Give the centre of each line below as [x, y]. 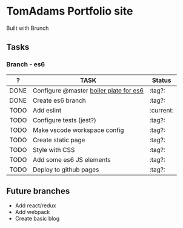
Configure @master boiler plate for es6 [88, 91]
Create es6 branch [59, 100]
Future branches [38, 191]
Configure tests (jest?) [65, 120]
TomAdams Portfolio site [70, 11]
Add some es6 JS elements [72, 159]
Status [161, 80]
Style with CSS [54, 150]
